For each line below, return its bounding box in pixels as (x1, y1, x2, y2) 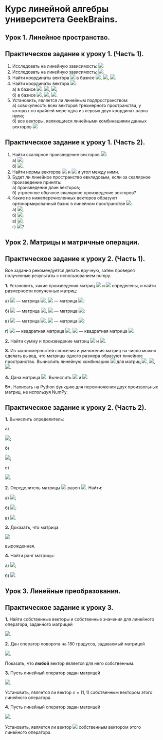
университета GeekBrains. (5, 14, 118, 25)
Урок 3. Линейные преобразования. (5, 587, 121, 595)
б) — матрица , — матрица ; (5, 308, 85, 314)
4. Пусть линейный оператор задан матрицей (5, 704, 101, 710)
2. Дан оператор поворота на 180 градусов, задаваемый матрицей (5, 641, 145, 647)
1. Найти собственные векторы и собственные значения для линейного (5, 616, 155, 622)
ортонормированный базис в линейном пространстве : (12, 201, 133, 207)
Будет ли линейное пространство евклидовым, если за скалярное (12, 174, 151, 180)
